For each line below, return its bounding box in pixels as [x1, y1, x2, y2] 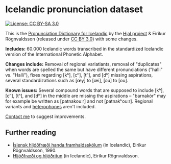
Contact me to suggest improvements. [5, 113, 86, 120]
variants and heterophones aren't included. [5, 103, 96, 109]
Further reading [5, 128, 56, 137]
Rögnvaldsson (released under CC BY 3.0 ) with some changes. [5, 36, 138, 42]
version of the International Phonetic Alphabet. [5, 51, 104, 57]
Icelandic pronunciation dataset [5, 4, 143, 15]
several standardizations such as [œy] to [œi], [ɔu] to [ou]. [5, 77, 129, 83]
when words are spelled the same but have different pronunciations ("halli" [5, 66, 163, 73]
